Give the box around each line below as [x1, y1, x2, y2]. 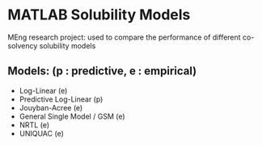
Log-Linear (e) [19, 86, 68, 95]
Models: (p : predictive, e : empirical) [7, 65, 197, 78]
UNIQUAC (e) [19, 128, 64, 138]
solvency [7, 40, 38, 50]
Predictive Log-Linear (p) [19, 94, 104, 104]
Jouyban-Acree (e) [19, 102, 83, 112]
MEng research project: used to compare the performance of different [7, 32, 241, 42]
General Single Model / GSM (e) [19, 111, 126, 121]
